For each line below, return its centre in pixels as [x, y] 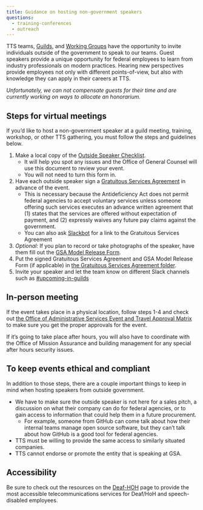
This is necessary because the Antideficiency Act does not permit [106, 194]
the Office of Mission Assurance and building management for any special [99, 343]
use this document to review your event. [74, 169]
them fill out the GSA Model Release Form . [68, 253]
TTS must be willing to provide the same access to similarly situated [100, 440]
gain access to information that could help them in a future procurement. [106, 414]
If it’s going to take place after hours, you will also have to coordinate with [98, 337]
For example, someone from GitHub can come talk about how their [107, 421]
